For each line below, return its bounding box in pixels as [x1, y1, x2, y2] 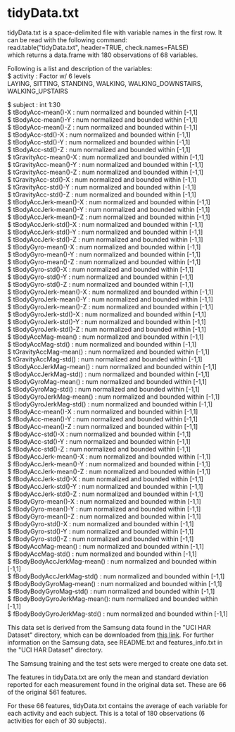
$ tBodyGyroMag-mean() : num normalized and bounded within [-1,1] [7, 377, 208, 385]
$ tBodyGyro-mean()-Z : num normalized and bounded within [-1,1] [7, 257, 201, 266]
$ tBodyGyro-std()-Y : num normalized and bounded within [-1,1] [7, 273, 193, 281]
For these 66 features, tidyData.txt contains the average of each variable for [7, 701, 228, 709]
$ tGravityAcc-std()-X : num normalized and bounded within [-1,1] [7, 175, 197, 184]
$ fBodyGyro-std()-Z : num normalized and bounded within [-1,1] [7, 534, 194, 543]
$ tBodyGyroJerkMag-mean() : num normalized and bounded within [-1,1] [7, 392, 220, 401]
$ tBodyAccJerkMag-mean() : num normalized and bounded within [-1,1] [7, 362, 217, 371]
